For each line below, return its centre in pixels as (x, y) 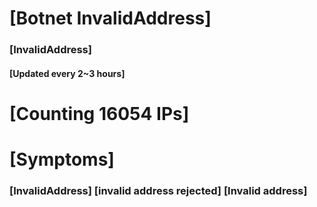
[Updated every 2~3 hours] (67, 73)
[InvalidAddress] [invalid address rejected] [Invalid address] (158, 190)
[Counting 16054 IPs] (99, 113)
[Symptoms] (62, 159)
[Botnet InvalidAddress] (110, 18)
